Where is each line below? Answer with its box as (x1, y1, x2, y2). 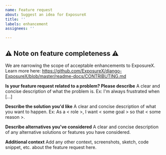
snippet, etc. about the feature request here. (5, 144, 97, 150)
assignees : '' (5, 26, 35, 31)
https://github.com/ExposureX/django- (42, 67, 122, 73)
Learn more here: (5, 67, 41, 73)
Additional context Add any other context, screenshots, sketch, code (5, 139, 149, 145)
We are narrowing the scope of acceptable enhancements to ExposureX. (5, 62, 155, 68)
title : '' (5, 17, 26, 22)
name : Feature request (5, 7, 53, 13)
